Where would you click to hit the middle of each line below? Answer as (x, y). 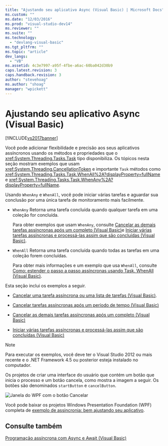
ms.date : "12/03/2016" (29, 19)
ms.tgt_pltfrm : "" (24, 47)
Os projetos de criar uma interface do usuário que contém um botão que (80, 375)
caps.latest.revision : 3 (31, 71)
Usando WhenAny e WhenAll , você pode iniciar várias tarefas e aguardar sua (82, 195)
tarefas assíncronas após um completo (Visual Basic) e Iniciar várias (82, 230)
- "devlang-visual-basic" (37, 43)
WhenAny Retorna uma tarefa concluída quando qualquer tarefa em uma (85, 210)
